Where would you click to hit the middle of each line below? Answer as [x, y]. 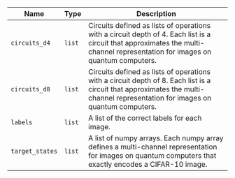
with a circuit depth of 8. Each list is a [150, 81]
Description [156, 14]
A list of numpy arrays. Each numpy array [156, 138]
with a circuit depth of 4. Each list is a [150, 34]
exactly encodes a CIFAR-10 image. [148, 164]
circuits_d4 [31, 43]
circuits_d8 [31, 89]
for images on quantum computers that [152, 155]
